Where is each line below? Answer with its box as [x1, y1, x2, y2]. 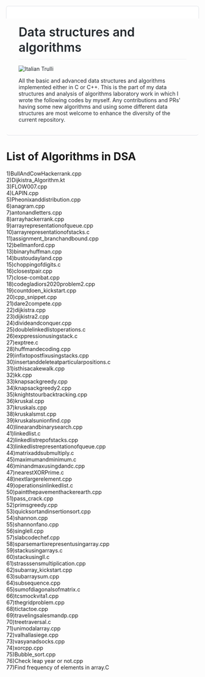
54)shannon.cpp [6, 514, 48, 522]
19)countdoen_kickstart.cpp [6, 287, 77, 294]
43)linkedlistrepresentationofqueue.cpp [6, 443, 106, 450]
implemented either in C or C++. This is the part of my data [18, 83, 167, 91]
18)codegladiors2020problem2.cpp [6, 280, 96, 287]
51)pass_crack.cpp [6, 495, 54, 502]
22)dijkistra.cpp [6, 306, 46, 314]
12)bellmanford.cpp [6, 241, 56, 248]
